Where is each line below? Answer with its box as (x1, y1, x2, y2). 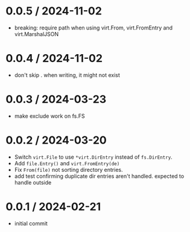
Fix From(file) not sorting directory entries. (14, 166, 123, 173)
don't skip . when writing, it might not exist (14, 71, 120, 79)
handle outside (14, 179, 52, 186)
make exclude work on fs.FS (14, 112, 85, 120)
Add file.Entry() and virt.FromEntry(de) (14, 159, 120, 166)
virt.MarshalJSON (14, 30, 59, 37)
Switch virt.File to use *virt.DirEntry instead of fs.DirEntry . (14, 153, 173, 160)
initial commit (14, 219, 48, 227)
